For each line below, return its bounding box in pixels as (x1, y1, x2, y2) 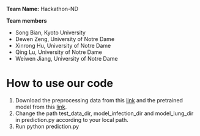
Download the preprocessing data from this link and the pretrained (15, 96, 183, 104)
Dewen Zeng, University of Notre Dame (15, 36, 115, 42)
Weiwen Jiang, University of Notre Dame (15, 55, 118, 62)
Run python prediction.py (15, 123, 80, 130)
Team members (6, 17, 47, 24)
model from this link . (15, 103, 67, 110)
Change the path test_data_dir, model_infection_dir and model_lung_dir (15, 110, 194, 117)
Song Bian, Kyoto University (15, 29, 86, 36)
